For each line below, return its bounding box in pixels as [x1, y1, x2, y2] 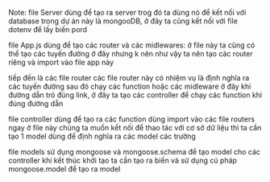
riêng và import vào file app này [8, 57, 114, 67]
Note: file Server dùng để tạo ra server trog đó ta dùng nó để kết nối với [8, 8, 247, 17]
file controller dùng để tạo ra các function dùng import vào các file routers [8, 114, 255, 124]
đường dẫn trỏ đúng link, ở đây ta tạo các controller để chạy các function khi [8, 90, 263, 100]
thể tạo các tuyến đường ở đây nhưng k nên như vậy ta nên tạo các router [8, 49, 253, 58]
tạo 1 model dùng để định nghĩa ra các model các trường [8, 131, 196, 141]
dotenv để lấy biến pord [8, 25, 87, 34]
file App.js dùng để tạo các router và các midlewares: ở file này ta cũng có [8, 40, 255, 50]
